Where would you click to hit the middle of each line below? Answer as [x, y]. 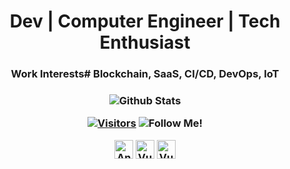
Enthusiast [145, 42]
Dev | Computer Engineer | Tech [145, 21]
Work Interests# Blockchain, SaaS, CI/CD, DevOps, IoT [145, 74]
